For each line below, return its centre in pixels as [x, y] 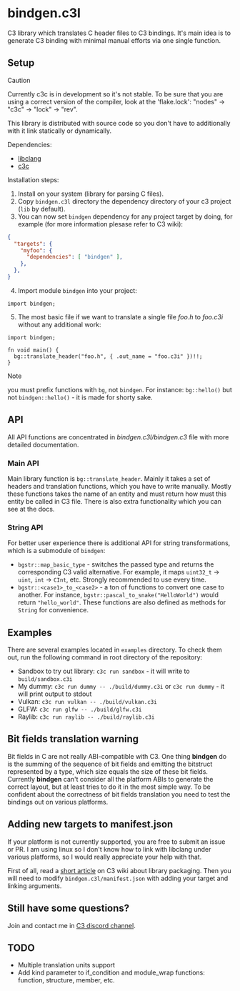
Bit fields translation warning [73, 739]
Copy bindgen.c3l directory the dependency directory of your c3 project [124, 201]
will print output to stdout [55, 694]
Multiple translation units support [66, 965]
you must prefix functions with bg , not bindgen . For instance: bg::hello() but [120, 389]
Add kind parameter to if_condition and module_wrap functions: [111, 972]
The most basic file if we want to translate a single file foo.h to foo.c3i [120, 317]
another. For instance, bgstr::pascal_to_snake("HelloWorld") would [118, 595]
